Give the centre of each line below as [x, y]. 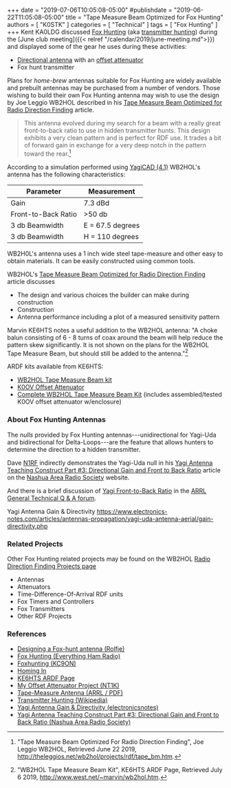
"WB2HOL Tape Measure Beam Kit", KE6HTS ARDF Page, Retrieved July [120, 770]
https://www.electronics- [132, 511]
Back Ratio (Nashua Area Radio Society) [74, 722]
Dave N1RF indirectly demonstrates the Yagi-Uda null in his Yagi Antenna [110, 463]
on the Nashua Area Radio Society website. [68, 477]
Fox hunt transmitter [45, 67]
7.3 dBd [97, 203]
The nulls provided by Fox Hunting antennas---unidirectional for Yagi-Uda [112, 435]
